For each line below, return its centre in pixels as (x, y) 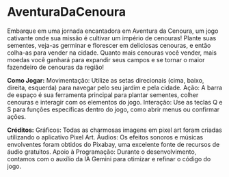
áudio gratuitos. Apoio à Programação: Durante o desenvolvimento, (102, 152)
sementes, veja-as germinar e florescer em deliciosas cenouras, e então (109, 45)
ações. (16, 116)
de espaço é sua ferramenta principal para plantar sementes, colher (103, 95)
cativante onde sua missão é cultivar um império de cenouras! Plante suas (112, 38)
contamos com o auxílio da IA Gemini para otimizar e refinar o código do (109, 159)
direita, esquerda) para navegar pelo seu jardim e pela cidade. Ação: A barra (115, 87)
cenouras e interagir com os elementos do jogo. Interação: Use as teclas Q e (115, 102)
